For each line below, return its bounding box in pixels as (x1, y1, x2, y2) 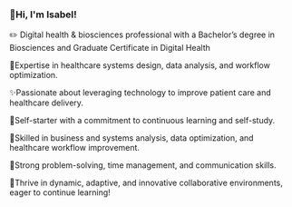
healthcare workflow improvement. (9, 143, 141, 153)
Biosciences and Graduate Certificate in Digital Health (9, 43, 211, 54)
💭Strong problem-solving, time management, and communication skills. (9, 160, 277, 171)
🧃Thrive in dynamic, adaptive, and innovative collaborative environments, (9, 177, 284, 189)
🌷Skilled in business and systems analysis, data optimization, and (9, 133, 254, 143)
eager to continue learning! (9, 187, 111, 198)
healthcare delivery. (9, 97, 84, 108)
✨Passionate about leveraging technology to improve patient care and (9, 87, 272, 98)
